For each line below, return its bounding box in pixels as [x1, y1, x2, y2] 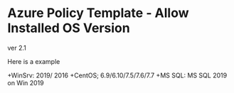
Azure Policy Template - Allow [7, 5, 190, 21]
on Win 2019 [7, 78, 44, 87]
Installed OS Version [7, 20, 130, 36]
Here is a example [7, 57, 60, 65]
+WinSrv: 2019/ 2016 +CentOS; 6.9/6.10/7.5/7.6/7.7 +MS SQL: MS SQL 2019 [7, 71, 228, 80]
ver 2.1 [7, 43, 27, 52]
